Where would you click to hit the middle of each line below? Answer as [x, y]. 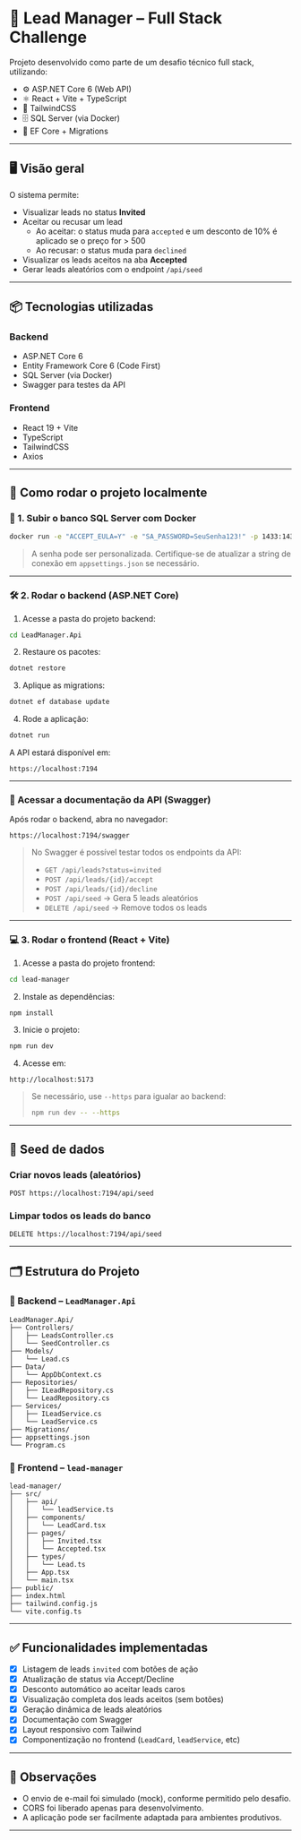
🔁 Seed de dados [57, 1149]
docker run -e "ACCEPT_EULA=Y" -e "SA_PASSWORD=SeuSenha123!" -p [133, 537]
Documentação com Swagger [77, 1720]
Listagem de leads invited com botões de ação [110, 1669]
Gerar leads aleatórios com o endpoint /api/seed [112, 269]
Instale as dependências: [68, 996]
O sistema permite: [44, 194]
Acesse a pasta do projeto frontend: [89, 963]
